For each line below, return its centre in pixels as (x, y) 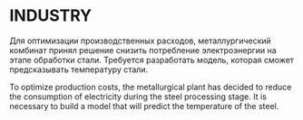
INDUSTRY (51, 16)
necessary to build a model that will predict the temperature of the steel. (144, 106)
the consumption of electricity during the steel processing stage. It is (138, 97)
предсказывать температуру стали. (78, 69)
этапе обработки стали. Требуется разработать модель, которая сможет (152, 60)
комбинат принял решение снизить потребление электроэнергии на (143, 50)
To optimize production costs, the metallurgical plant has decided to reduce (151, 87)
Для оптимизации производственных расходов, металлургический (141, 41)
